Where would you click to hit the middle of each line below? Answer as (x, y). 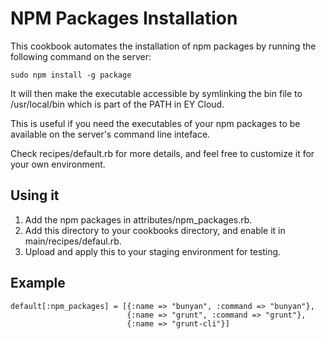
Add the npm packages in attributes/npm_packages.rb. (138, 219)
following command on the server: (81, 56)
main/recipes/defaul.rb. (73, 241)
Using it (35, 195)
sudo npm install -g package (71, 75)
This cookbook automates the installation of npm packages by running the (163, 46)
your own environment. (58, 164)
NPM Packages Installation (124, 18)
